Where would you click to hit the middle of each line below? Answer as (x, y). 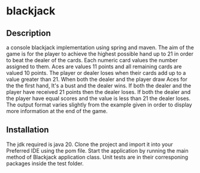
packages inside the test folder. (45, 163)
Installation (28, 130)
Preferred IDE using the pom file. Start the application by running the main (97, 150)
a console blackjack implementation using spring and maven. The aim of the (100, 47)
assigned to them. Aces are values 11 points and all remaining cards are (94, 66)
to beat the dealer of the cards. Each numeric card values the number (92, 60)
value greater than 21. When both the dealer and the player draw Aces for (97, 79)
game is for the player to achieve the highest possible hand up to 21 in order (100, 54)
